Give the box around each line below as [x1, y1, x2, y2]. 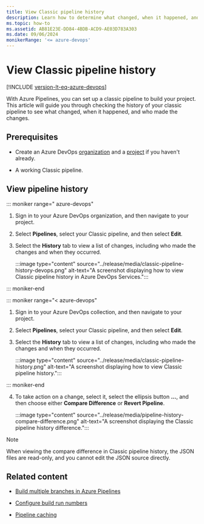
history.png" [15, 362, 47, 370]
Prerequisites [6, 132, 58, 143]
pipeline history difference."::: [15, 424, 89, 431]
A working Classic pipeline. [15, 166, 83, 174]
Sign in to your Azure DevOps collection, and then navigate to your [15, 308, 182, 316]
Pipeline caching [15, 511, 57, 519]
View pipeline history [6, 184, 89, 194]
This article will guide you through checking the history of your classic [6, 101, 182, 109]
